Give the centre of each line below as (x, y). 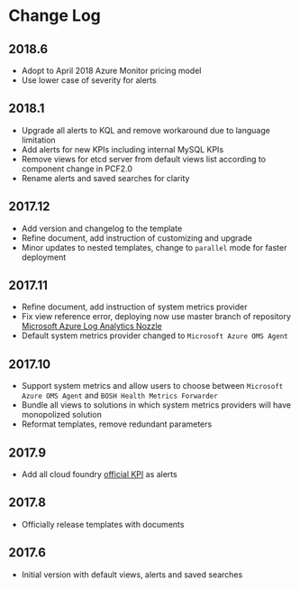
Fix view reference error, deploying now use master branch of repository (156, 317)
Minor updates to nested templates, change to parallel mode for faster (154, 247)
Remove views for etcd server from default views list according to (144, 159)
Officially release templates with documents (103, 524)
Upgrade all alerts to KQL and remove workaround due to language (146, 130)
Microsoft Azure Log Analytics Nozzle (92, 327)
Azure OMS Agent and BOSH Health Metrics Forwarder (119, 396)
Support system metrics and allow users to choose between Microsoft (152, 386)
